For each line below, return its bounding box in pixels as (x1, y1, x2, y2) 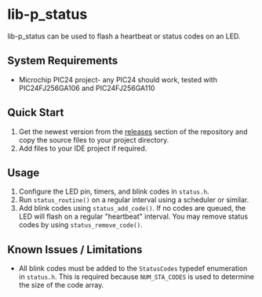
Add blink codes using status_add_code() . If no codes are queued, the (18, 204, 246, 213)
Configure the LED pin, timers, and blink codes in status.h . (18, 187, 209, 197)
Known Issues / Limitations (7, 243, 143, 256)
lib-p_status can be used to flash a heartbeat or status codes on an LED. (7, 31, 241, 41)
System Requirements (7, 54, 118, 67)
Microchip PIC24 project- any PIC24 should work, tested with (18, 74, 217, 84)
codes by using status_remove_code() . (18, 220, 143, 230)
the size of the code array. (18, 281, 104, 290)
